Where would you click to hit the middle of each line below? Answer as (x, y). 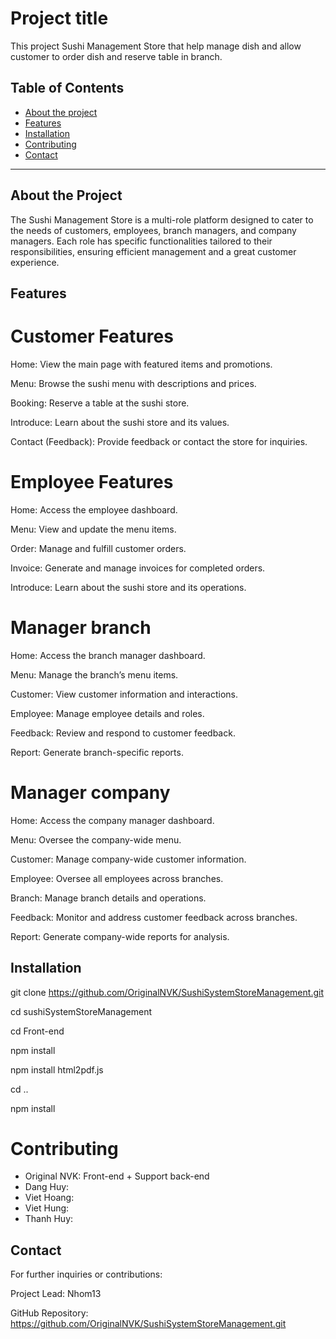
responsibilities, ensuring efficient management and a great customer (153, 251)
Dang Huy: (47, 1187)
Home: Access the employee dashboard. (94, 509)
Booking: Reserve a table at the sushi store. (100, 403)
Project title (59, 18)
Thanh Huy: (49, 1219)
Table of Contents (67, 88)
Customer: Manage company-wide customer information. (128, 859)
